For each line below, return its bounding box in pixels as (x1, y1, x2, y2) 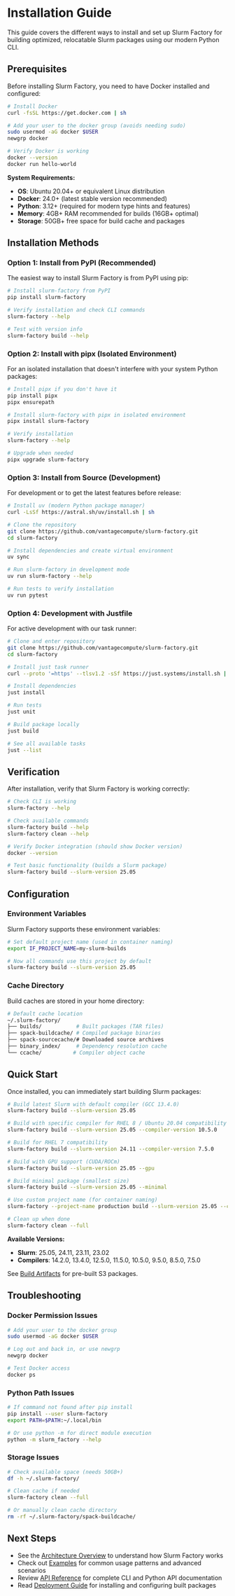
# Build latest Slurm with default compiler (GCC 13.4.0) (7, 1101, 180, 1108)
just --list (7, 747, 42, 754)
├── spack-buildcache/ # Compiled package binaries (7, 1029, 161, 1037)
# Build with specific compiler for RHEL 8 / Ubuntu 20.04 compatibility (7, 1120, 227, 1127)
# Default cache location (7, 1010, 83, 1017)
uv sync (7, 553, 30, 561)
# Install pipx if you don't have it (7, 385, 117, 393)
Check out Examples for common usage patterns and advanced (17, 1558, 201, 1567)
